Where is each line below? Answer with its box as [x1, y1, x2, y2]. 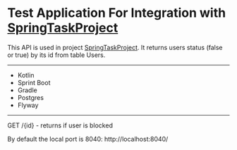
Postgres [17, 93, 44, 101]
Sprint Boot [17, 78, 51, 87]
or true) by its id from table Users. [7, 51, 106, 59]
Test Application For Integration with [7, 5, 226, 21]
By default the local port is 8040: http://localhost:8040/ [7, 135, 169, 143]
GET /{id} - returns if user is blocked [7, 121, 113, 130]
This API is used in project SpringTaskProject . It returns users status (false [7, 43, 224, 51]
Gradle [17, 86, 37, 94]
